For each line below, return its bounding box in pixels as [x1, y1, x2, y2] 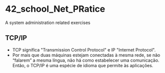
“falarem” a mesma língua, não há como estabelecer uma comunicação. [12, 57, 160, 63]
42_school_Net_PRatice [5, 3, 106, 15]
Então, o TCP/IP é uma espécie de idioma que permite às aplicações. [12, 62, 154, 68]
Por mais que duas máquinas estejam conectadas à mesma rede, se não [12, 52, 161, 58]
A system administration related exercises [5, 20, 91, 25]
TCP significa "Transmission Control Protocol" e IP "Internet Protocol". [12, 47, 156, 52]
